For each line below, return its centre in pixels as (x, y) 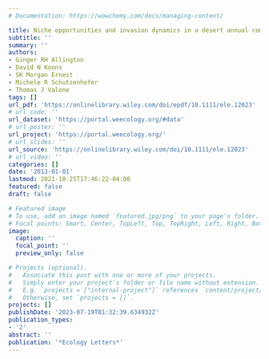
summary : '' (28, 45)
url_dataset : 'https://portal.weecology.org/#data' (96, 120)
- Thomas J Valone (39, 90)
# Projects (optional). (48, 268)
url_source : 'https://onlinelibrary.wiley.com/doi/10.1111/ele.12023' (128, 149)
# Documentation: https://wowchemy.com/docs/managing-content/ (116, 16)
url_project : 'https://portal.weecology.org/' (87, 135)
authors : (23, 53)
